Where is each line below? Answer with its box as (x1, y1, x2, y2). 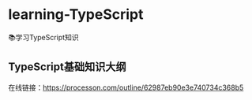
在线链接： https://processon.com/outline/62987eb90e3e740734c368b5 (8, 83, 244, 92)
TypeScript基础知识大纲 (8, 61, 126, 74)
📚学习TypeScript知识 (8, 32, 79, 42)
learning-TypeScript (8, 6, 144, 24)
